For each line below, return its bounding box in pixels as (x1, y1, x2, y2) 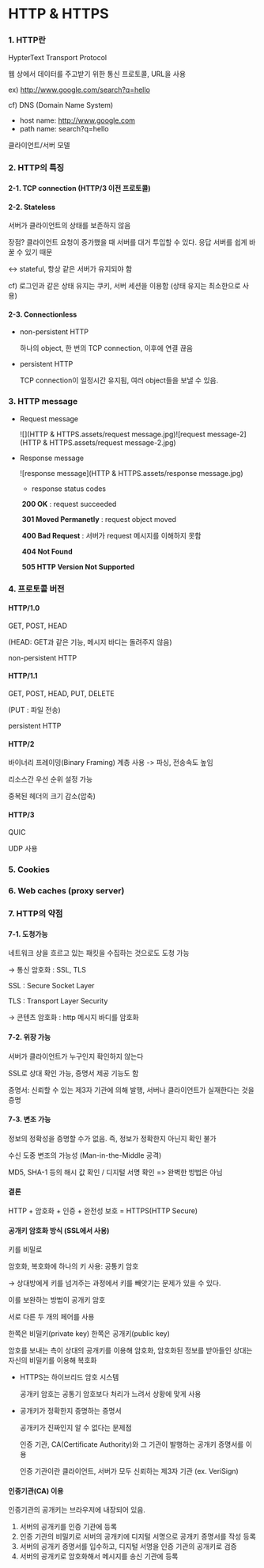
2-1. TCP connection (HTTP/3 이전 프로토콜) (8, 184, 152, 192)
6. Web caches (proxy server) (8, 885, 125, 896)
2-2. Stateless (8, 202, 56, 211)
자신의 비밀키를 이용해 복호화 (8, 1356, 97, 1365)
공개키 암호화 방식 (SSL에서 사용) (8, 1225, 110, 1235)
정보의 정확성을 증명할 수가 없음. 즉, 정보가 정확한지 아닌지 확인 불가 (8, 1133, 217, 1143)
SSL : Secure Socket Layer (8, 981, 95, 991)
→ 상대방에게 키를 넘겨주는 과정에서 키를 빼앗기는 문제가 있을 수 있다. (8, 1278, 221, 1288)
